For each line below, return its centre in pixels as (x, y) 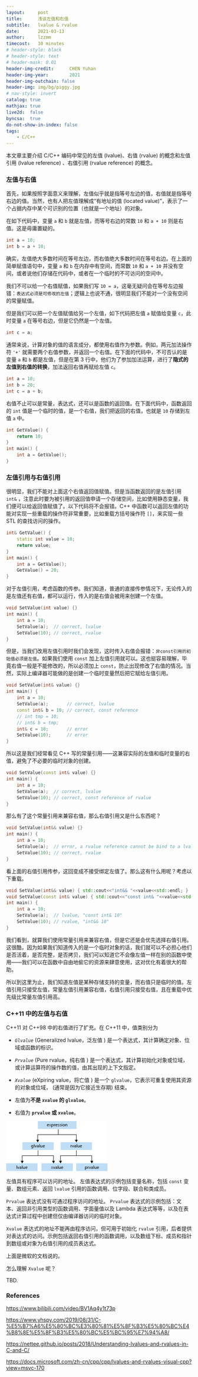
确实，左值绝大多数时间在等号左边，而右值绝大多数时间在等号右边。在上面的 (99, 259)
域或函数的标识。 (35, 1048)
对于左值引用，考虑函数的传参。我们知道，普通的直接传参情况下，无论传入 (96, 589)
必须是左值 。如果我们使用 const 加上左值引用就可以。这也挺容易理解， (98, 659)
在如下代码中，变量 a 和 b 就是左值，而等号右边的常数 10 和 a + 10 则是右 (95, 221)
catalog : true (24, 100)
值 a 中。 (17, 418)
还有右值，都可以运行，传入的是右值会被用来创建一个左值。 (94, 596)
